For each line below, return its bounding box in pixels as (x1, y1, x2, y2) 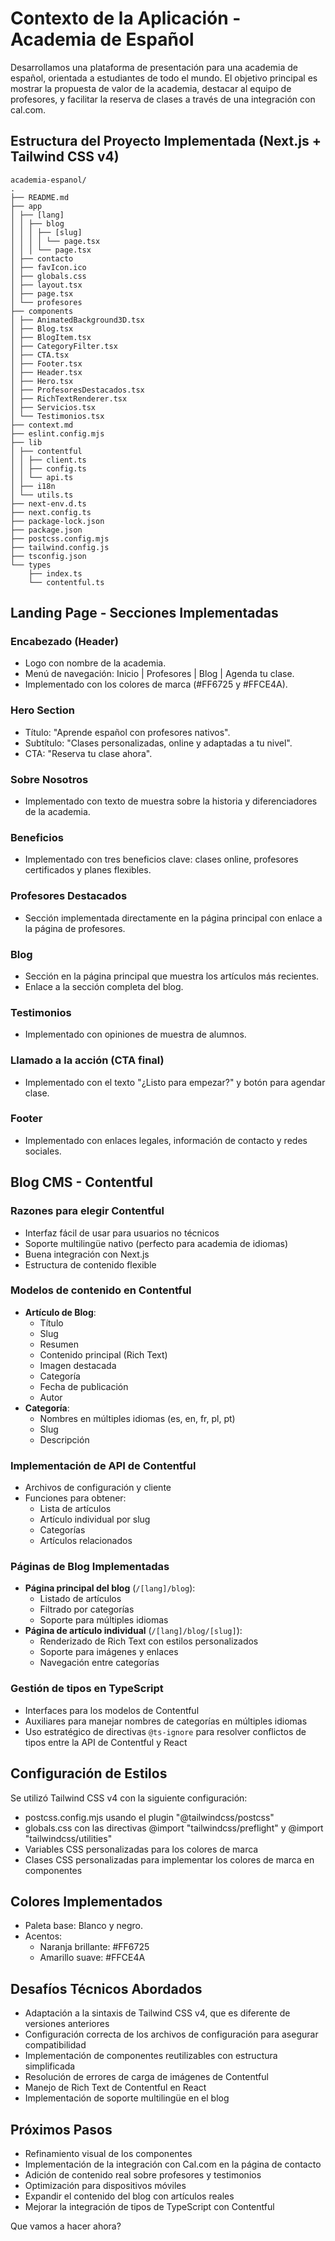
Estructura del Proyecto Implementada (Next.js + (10, 133, 322, 150)
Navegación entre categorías (39, 1657, 160, 1669)
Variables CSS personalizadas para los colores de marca (24, 1843, 259, 1855)
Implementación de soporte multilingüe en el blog (24, 2092, 230, 2104)
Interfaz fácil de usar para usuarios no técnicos (24, 1227, 220, 1239)
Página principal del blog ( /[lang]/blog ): (24, 1582, 196, 1594)
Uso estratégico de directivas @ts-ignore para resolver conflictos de (24, 1725, 307, 1737)
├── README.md (10, 192, 70, 202)
